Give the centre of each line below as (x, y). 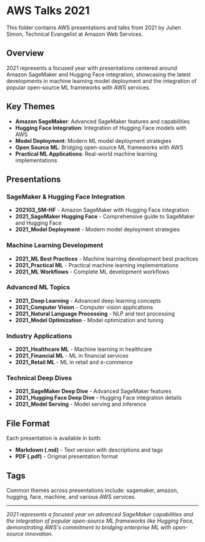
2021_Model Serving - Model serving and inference (81, 404)
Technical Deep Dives (39, 378)
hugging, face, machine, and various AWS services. (71, 497)
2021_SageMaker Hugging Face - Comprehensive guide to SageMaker (105, 217)
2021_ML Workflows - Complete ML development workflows (92, 272)
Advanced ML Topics (38, 287)
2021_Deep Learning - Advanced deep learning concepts (88, 300)
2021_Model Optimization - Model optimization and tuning (89, 320)
